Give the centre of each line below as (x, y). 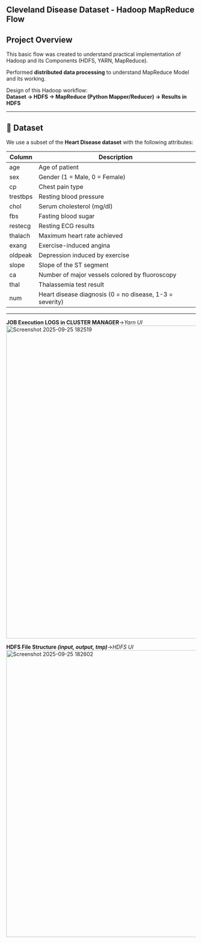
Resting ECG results (67, 226)
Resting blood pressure (71, 197)
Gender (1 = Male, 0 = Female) (82, 177)
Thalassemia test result (71, 285)
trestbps (21, 197)
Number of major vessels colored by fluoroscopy (108, 275)
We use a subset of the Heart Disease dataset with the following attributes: (100, 142)
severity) (51, 302)
